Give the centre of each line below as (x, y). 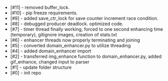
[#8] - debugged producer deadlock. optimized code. (67, 24)
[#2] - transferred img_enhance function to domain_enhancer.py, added (86, 56)
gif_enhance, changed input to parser (50, 62)
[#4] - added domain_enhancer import (50, 51)
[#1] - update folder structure (41, 67)
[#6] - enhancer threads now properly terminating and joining (75, 40)
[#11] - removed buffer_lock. (40, 7)
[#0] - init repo (26, 73)
